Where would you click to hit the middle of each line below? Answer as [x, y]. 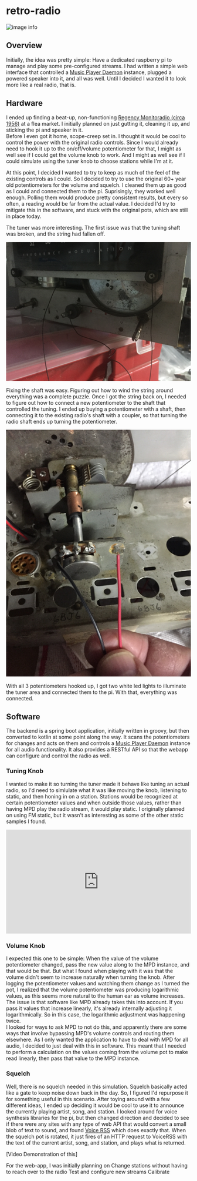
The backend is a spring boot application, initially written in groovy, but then [98, 731]
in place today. [24, 216]
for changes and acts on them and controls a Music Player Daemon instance [98, 743]
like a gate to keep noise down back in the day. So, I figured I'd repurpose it [97, 1093]
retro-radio [33, 11]
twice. [13, 1021]
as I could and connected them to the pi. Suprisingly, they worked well [91, 191]
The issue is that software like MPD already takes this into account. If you [95, 1002]
